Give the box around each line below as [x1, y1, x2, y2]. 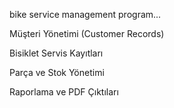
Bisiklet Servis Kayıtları [9, 47, 104, 59]
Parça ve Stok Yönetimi [9, 67, 105, 78]
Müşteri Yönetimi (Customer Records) [9, 28, 165, 39]
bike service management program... [9, 9, 162, 20]
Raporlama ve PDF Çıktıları [9, 86, 119, 98]
